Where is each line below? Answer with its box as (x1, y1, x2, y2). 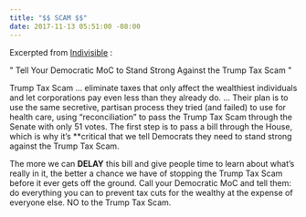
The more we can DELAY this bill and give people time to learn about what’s (9, 158, 295, 169)
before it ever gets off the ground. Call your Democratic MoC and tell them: (9, 177, 292, 188)
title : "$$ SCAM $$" (9, 13, 89, 23)
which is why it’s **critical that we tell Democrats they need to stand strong (9, 130, 292, 141)
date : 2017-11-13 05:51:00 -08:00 (9, 22, 142, 31)
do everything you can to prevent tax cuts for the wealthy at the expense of (9, 187, 294, 198)
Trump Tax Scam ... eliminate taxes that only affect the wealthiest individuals (9, 82, 298, 93)
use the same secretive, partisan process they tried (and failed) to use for (9, 101, 286, 112)
